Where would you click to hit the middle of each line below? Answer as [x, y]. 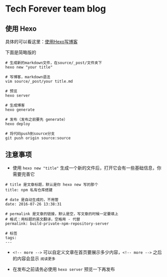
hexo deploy [18, 124]
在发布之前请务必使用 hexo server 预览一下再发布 [64, 269]
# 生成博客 [15, 105]
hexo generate [20, 110]
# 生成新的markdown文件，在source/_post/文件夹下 [54, 63]
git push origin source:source [38, 138]
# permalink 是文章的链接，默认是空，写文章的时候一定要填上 [62, 214]
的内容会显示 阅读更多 [34, 258]
